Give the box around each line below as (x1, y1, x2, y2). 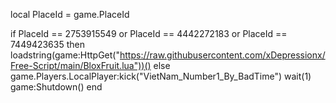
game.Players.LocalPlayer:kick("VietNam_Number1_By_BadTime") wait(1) (10, 70, 312, 82)
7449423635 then (10, 39, 85, 50)
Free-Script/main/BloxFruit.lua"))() (10, 60, 152, 71)
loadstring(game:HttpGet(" (10, 49, 120, 61)
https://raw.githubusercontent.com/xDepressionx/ (119, 49, 326, 61)
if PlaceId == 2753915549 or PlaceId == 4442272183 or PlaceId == (10, 28, 288, 39)
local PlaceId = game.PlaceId (10, 9, 130, 20)
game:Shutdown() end (10, 81, 103, 93)
